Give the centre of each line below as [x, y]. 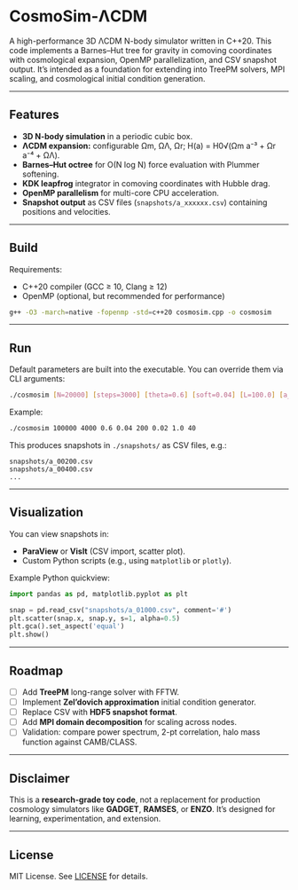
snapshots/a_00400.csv [51, 469]
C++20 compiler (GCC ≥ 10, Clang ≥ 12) [94, 287]
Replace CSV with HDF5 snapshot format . [99, 713]
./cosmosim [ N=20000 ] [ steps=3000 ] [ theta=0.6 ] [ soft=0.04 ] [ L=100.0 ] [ [146, 395]
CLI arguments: [37, 379]
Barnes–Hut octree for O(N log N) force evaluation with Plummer [141, 164]
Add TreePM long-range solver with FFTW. [101, 692]
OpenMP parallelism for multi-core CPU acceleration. [121, 193]
